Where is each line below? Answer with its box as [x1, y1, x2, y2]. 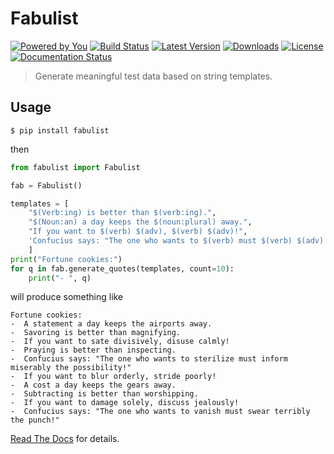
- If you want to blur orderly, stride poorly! [10, 372, 217, 382]
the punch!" [10, 415, 60, 426]
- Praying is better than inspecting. [10, 345, 177, 356]
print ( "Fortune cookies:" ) [10, 254, 123, 264]
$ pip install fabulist [10, 125, 110, 136]
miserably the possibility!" [10, 363, 132, 373]
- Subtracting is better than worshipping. [10, 389, 199, 399]
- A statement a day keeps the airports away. [10, 319, 213, 329]
